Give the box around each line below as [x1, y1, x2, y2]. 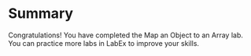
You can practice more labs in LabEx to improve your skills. [8, 38, 199, 47]
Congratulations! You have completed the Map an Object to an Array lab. [8, 30, 244, 40]
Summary [8, 5, 73, 23]
